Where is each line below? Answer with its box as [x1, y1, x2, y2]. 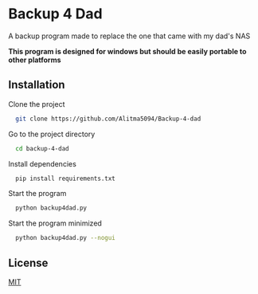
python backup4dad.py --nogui [15, 234, 115, 242]
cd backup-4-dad [15, 144, 69, 152]
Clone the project [8, 99, 65, 108]
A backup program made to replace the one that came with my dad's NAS [8, 31, 251, 41]
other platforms [8, 55, 61, 65]
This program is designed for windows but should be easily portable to [8, 46, 247, 56]
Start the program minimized [8, 218, 102, 228]
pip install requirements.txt [15, 174, 115, 182]
